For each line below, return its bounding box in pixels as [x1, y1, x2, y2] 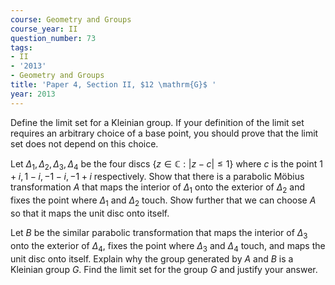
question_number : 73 [10, 33, 97, 43]
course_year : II [10, 24, 78, 34]
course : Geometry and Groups [10, 14, 132, 25]
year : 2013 [10, 89, 56, 99]
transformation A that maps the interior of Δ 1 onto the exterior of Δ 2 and [10, 181, 305, 196]
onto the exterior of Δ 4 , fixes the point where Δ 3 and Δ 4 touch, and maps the [10, 239, 326, 254]
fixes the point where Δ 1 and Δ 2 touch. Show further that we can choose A [10, 194, 317, 209]
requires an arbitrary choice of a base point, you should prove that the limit [10, 127, 319, 139]
